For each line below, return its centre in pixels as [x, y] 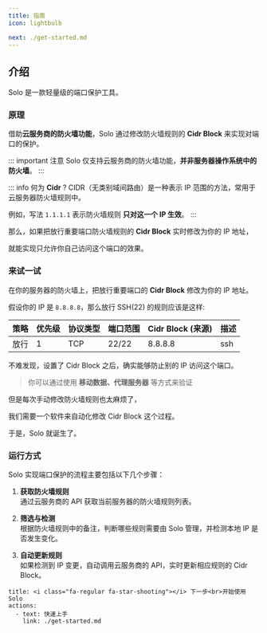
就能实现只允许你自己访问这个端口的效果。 [78, 249]
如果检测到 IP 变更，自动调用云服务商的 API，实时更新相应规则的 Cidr [134, 565]
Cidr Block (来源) [180, 328]
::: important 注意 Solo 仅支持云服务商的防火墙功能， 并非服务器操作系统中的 [133, 161]
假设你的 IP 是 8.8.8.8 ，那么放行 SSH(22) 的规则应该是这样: [107, 307]
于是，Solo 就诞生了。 [45, 433]
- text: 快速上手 [42, 615]
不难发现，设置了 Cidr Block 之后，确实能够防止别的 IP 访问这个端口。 [123, 365]
